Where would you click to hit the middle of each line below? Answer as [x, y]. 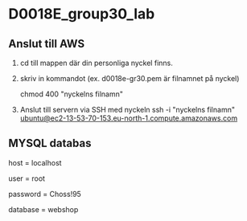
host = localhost [35, 162]
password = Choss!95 [45, 194]
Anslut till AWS [47, 44]
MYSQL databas [50, 143]
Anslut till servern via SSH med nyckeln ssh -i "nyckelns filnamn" [128, 110]
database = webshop [43, 209]
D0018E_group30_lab [82, 14]
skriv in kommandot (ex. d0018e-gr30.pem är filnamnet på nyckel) [130, 78]
